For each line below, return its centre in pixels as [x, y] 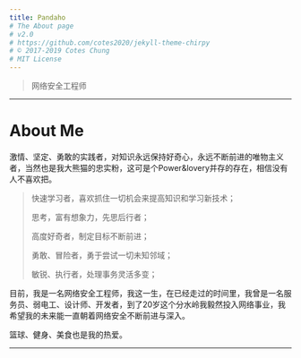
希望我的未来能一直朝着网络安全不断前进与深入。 [99, 315]
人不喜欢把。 [33, 179]
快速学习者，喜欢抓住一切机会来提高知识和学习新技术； [133, 198]
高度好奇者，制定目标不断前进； [90, 236]
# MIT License [36, 59]
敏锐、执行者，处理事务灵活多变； [94, 274]
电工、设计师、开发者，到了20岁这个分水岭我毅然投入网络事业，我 [163, 304]
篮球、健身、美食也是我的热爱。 [68, 334]
